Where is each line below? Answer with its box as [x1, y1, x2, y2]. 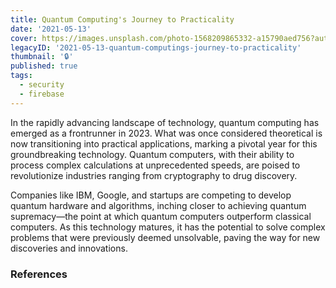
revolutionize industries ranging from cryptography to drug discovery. [10, 169, 298, 181]
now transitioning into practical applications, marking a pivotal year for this [10, 137, 318, 150]
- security [19, 80, 65, 90]
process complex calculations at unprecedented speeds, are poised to [10, 159, 301, 171]
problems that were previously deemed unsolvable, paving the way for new [10, 231, 321, 243]
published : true [10, 61, 78, 71]
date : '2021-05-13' [10, 24, 92, 34]
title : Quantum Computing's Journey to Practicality [10, 14, 235, 25]
